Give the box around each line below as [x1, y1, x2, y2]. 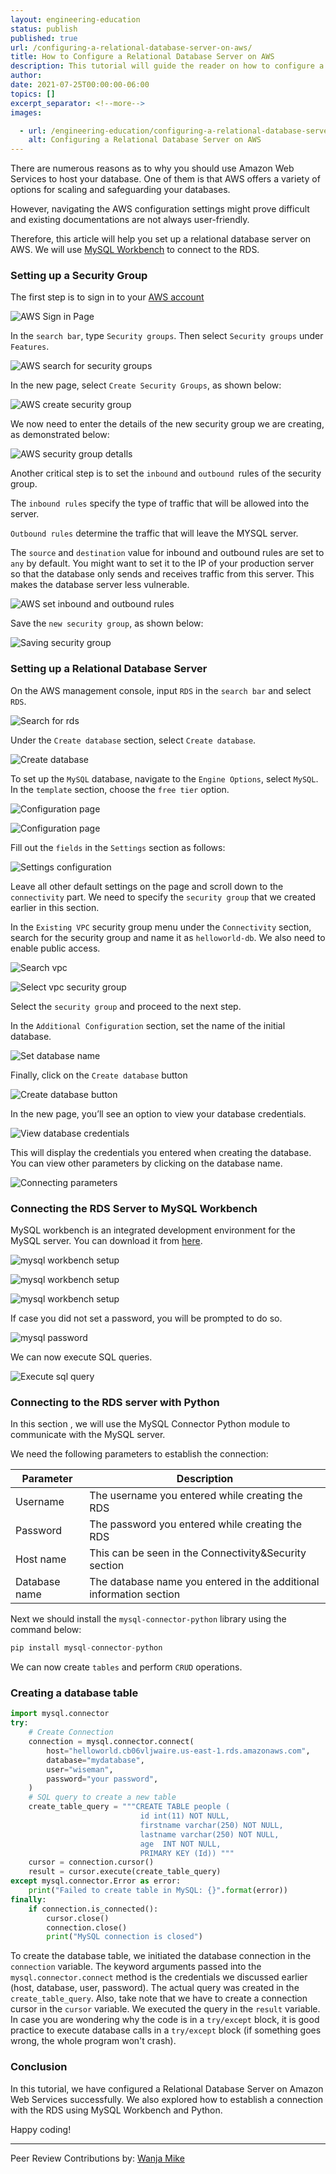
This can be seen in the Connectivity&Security [89, 1546, 307, 1560]
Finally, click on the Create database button [10, 1069, 188, 1081]
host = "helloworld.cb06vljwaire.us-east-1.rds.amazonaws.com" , [46, 1746, 311, 1756]
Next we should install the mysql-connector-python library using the [10, 1613, 287, 1625]
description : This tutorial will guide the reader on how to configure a [10, 61, 325, 71]
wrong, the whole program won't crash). [10, 2035, 177, 2047]
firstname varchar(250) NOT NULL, [139, 1820, 284, 1830]
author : [10, 71, 43, 81]
